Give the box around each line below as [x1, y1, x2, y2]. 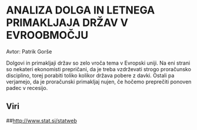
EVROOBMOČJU [6, 29, 89, 42]
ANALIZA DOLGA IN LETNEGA [6, 4, 155, 17]
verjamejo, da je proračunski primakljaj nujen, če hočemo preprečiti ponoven [6, 78, 192, 85]
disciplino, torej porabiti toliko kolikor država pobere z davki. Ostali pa [6, 72, 175, 79]
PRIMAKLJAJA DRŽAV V [6, 16, 128, 29]
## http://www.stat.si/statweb [6, 117, 78, 124]
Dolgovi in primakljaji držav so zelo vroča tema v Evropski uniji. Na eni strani [6, 59, 191, 66]
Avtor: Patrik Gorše [6, 48, 52, 55]
